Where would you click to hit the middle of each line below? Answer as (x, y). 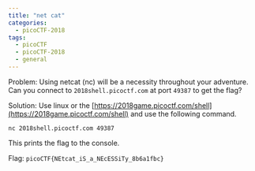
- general (31, 60)
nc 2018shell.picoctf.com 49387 (61, 128)
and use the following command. (183, 113)
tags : (17, 37)
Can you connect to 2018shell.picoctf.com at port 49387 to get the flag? (125, 90)
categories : (28, 23)
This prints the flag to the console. (64, 143)
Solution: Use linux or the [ (51, 105)
